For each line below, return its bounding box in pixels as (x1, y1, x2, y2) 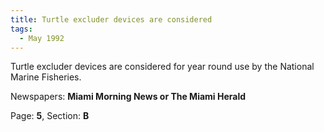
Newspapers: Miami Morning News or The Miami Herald (10, 91, 247, 103)
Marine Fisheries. (10, 71, 82, 83)
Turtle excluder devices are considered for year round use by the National (10, 61, 315, 73)
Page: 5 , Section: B (10, 110, 90, 122)
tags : (10, 24, 33, 34)
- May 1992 (19, 33, 65, 43)
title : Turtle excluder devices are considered (10, 14, 213, 25)
